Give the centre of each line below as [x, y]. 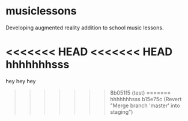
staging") [122, 111]
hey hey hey [21, 81]
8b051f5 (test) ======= [141, 93]
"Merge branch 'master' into [145, 105]
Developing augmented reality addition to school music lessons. [85, 28]
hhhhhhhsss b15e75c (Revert [146, 99]
